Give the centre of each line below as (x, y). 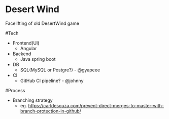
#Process (15, 90)
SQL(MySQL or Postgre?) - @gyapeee (60, 70)
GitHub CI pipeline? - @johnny (52, 81)
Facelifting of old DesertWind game (42, 23)
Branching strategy (32, 100)
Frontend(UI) (26, 43)
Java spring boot (38, 59)
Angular (28, 48)
